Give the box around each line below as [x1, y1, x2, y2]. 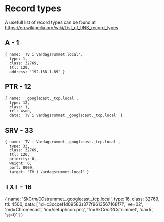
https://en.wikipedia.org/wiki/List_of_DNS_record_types [5, 24, 119, 30]
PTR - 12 [5, 82, 31, 91]
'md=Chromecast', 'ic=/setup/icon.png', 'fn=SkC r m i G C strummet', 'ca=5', [5, 207, 154, 213]
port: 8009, [9, 165, 35, 170]
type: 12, [9, 100, 30, 105]
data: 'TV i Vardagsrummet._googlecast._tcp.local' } [9, 113, 123, 118]
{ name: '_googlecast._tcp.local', [5, 96, 79, 101]
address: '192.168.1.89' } [9, 69, 65, 74]
